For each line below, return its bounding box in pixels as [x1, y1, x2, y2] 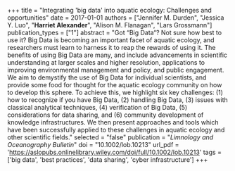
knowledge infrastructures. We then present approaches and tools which [7, 118, 219, 126]
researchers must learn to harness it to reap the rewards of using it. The [7, 44, 216, 51]
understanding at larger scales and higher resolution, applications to [7, 58, 205, 66]
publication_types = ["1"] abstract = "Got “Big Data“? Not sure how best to [7, 28, 222, 37]
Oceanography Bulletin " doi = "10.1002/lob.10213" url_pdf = [7, 141, 179, 148]
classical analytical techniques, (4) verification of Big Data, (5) [7, 103, 188, 111]
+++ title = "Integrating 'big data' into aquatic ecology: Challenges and [7, 6, 212, 14]
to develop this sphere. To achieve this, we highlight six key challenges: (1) [7, 88, 224, 96]
